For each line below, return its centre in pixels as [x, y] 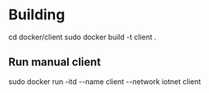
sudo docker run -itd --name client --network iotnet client [104, 81]
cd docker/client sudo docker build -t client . [82, 37]
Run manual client [55, 62]
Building [37, 15]
